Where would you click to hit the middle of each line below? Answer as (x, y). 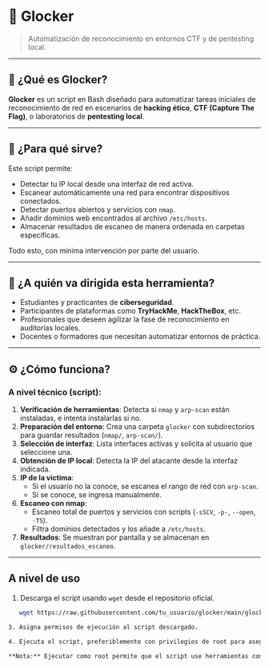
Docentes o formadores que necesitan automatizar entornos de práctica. (140, 337)
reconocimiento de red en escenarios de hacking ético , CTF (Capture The (131, 107)
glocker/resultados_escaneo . (68, 546)
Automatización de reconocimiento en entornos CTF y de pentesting (141, 38)
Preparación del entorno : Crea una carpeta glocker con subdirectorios (137, 427)
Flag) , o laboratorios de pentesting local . (76, 116)
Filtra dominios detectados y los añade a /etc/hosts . (118, 529)
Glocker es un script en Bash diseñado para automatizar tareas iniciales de (132, 99)
